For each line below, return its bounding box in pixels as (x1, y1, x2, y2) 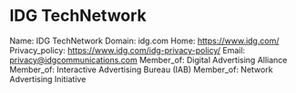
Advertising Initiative (9, 73, 87, 84)
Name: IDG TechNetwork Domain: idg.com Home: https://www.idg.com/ (9, 35, 280, 46)
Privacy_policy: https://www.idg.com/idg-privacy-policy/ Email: (9, 44, 246, 55)
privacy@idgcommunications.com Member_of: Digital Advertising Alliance (9, 54, 288, 65)
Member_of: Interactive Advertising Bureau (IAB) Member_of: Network (9, 64, 273, 75)
